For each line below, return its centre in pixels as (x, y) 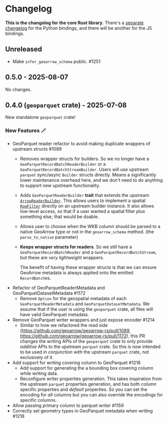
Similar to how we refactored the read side (64, 325)
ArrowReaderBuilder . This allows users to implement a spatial (83, 200)
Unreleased (24, 49)
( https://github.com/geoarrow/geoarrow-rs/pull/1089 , (75, 330)
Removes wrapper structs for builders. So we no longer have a (85, 159)
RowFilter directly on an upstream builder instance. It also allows (87, 206)
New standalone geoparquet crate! (40, 117)
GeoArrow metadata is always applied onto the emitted (77, 272)
